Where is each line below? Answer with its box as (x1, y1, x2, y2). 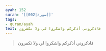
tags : (5, 17, 17, 22)
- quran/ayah (5, 21, 33, 27)
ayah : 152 (5, 7, 26, 13)
